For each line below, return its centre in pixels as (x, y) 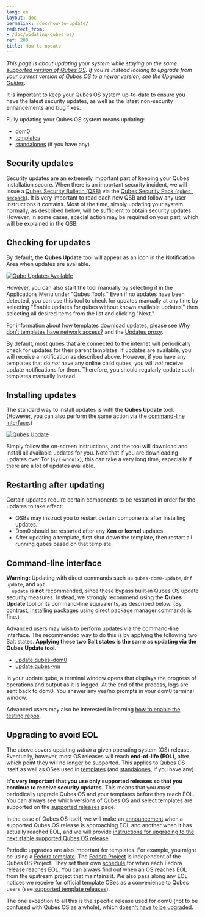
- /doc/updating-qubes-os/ (41, 35)
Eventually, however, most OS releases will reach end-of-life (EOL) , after (98, 756)
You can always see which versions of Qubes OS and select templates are (99, 800)
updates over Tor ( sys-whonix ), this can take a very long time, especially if (99, 459)
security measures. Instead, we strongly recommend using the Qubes (94, 597)
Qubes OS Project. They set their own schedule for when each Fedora (94, 863)
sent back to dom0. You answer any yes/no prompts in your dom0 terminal (100, 691)
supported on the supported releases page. (61, 807)
